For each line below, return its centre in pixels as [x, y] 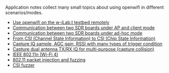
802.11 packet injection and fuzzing [49, 60]
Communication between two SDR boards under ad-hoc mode [77, 33]
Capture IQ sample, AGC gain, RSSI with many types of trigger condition [88, 44]
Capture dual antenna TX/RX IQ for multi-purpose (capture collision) [83, 49]
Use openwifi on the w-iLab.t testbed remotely [61, 22]
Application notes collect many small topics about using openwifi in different [84, 7]
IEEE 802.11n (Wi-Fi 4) [35, 54]
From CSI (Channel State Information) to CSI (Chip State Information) [84, 38]
